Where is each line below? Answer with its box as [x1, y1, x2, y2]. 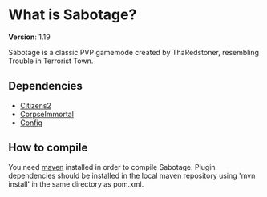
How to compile [8, 141, 88, 155]
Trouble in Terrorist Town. [8, 56, 94, 66]
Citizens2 [19, 100, 52, 110]
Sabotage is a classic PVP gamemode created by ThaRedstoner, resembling [8, 47, 259, 57]
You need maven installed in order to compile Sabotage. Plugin [8, 162, 216, 171]
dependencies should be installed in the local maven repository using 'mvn [8, 171, 256, 180]
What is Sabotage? [8, 6, 137, 24]
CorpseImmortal [19, 109, 75, 119]
